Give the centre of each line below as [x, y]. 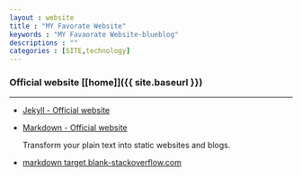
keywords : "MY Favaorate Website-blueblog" [94, 34]
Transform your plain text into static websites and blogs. [126, 146]
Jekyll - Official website [66, 111]
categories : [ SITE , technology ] [70, 51]
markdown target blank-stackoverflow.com [102, 163]
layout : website [42, 18]
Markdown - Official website [75, 128]
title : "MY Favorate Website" [68, 26]
